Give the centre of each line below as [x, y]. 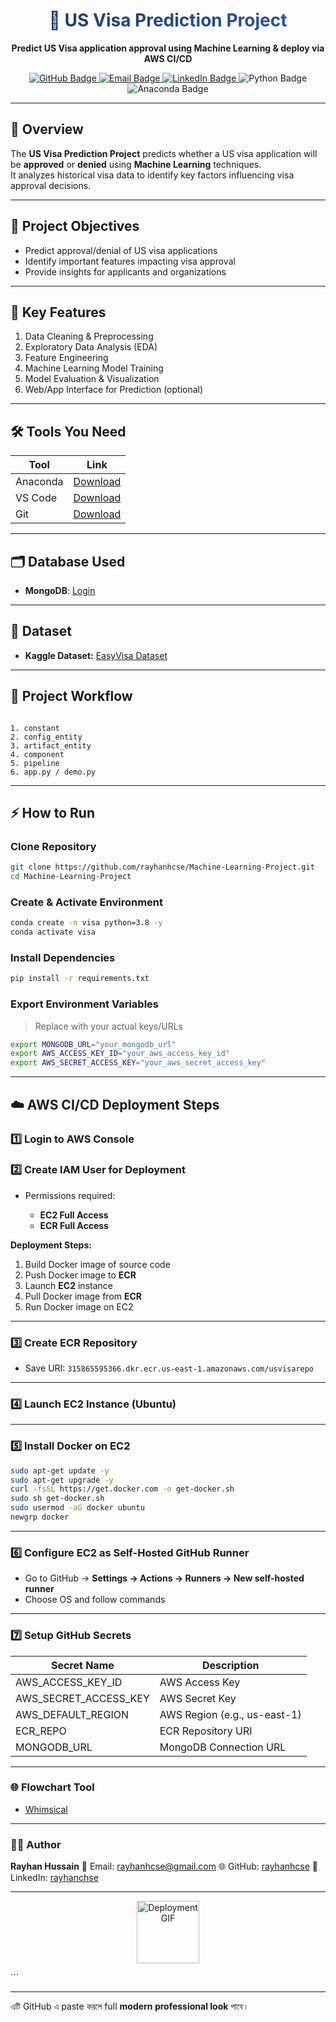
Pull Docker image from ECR [83, 1296]
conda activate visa [53, 932]
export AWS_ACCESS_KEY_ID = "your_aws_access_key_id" [120, 1054]
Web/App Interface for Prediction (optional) [114, 390]
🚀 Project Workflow [71, 696]
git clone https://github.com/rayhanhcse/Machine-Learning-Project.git [162, 867]
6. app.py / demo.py [53, 772]
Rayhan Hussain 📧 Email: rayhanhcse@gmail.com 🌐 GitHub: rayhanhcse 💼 [164, 1866]
